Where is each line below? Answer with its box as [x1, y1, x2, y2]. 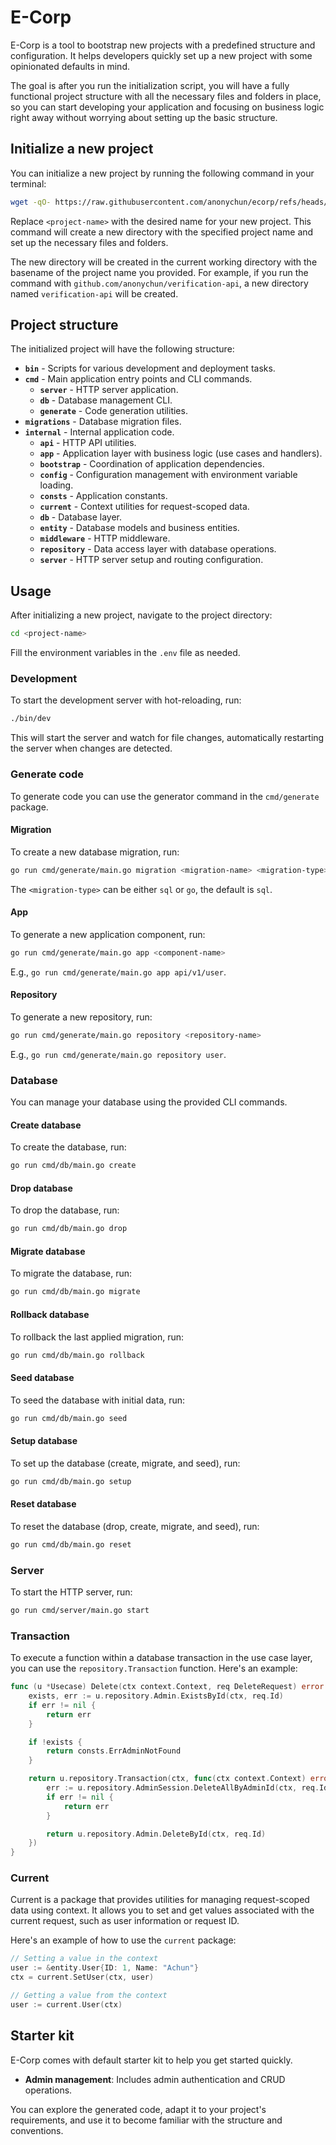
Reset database [10, 1498, 77, 1510]
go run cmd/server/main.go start [10, 1605, 150, 1615]
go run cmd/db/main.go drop [10, 1224, 128, 1234]
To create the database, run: [10, 1141, 127, 1153]
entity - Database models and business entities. [39, 522, 240, 534]
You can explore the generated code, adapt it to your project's [10, 2103, 267, 2115]
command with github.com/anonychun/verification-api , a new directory [10, 277, 309, 289]
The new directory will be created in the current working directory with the [10, 256, 318, 268]
